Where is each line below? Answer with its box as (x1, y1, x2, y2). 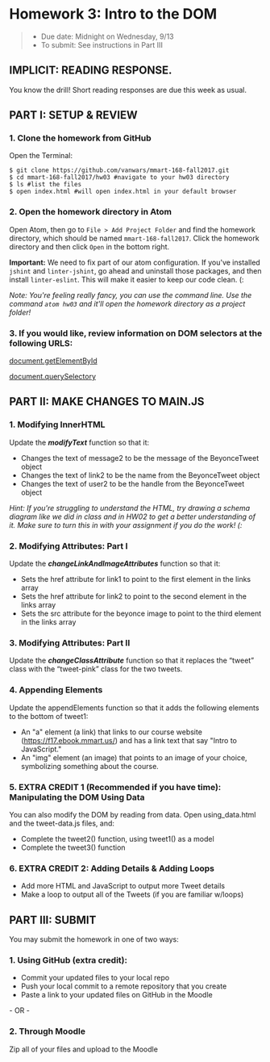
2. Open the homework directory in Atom (9, 207, 172, 218)
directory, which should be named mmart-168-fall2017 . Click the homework (9, 233, 260, 243)
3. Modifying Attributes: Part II (9, 637, 131, 648)
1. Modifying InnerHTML (9, 419, 106, 430)
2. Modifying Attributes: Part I (9, 540, 128, 551)
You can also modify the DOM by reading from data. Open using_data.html (9, 809, 256, 819)
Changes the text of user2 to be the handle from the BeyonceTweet (20, 479, 245, 488)
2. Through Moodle (9, 1026, 85, 1037)
